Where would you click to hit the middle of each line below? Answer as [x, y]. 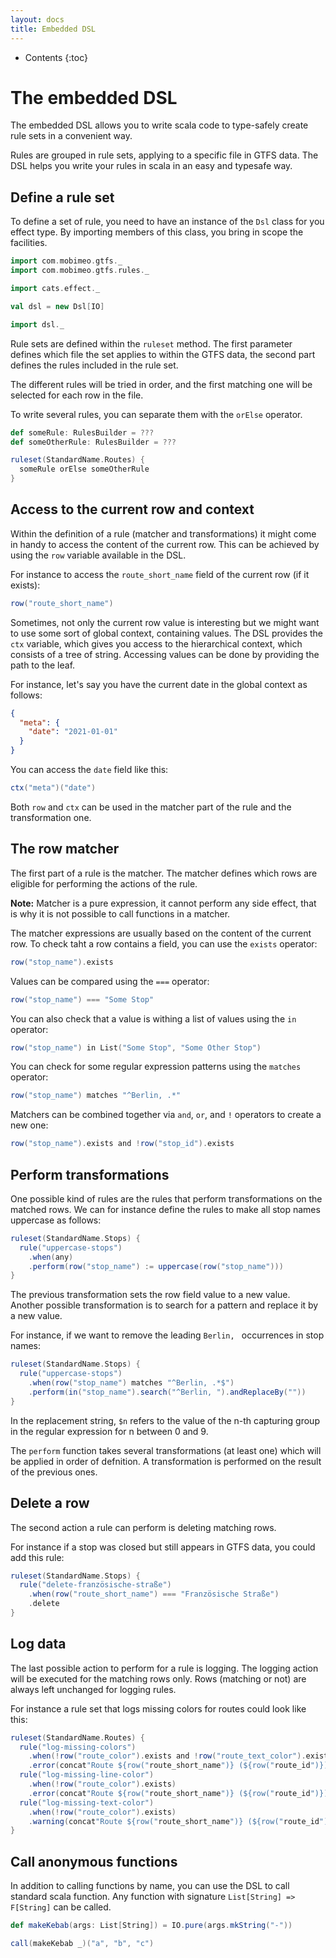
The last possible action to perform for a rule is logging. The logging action [164, 1668]
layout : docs [37, 19]
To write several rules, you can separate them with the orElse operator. [156, 414]
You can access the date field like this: [89, 770]
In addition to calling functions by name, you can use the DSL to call [150, 1886]
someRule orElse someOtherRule [84, 469]
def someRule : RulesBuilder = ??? [82, 432]
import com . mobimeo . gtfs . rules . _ [80, 271]
